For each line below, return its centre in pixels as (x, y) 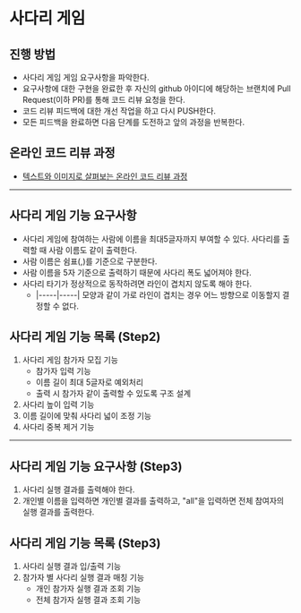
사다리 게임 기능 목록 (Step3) (85, 543)
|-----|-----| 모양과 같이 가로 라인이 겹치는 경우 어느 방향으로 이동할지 (158, 294)
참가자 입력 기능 (63, 371)
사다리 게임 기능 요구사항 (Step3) (96, 466)
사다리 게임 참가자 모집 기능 (70, 360)
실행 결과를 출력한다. (58, 512)
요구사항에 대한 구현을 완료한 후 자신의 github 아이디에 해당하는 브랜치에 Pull (156, 89)
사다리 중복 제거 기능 (58, 427)
